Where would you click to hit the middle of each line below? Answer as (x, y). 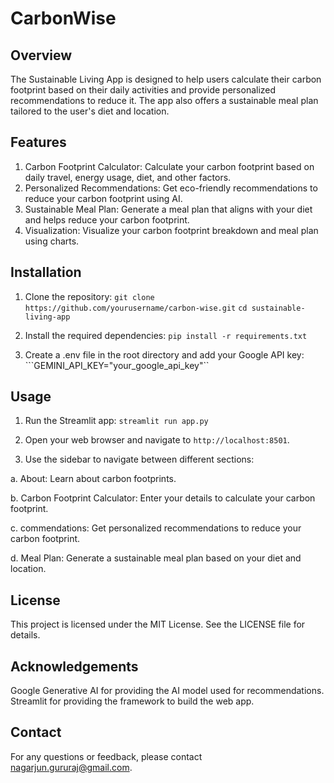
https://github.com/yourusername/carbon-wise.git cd (136, 308)
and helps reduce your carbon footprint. (107, 219)
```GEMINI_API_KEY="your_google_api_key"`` (117, 365)
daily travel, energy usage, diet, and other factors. (128, 177)
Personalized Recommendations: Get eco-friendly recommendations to (171, 188)
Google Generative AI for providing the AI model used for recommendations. (167, 691)
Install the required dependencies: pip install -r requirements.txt (166, 335)
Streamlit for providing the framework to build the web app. (132, 701)
